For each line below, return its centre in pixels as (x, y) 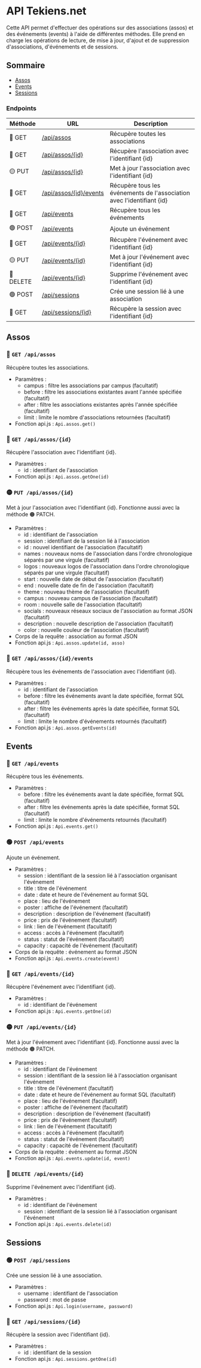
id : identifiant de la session (57, 1352)
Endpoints (22, 108)
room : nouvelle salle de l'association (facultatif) (83, 605)
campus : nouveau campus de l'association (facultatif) (91, 598)
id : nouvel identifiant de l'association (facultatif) (83, 547)
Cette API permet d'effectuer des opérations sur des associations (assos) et (100, 28)
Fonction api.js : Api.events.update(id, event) (72, 1158)
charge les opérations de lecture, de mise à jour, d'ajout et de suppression (98, 40)
